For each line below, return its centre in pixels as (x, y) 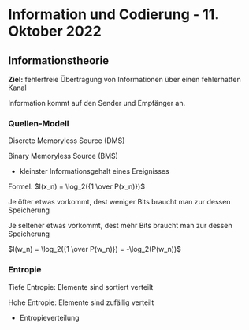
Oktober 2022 (55, 31)
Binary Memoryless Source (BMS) (63, 156)
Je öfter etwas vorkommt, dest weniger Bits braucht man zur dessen (119, 202)
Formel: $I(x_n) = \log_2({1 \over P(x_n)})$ (77, 186)
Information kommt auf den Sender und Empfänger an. (97, 103)
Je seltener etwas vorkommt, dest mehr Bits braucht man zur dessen (120, 226)
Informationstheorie (58, 60)
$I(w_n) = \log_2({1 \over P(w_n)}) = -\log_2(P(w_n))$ (95, 249)
